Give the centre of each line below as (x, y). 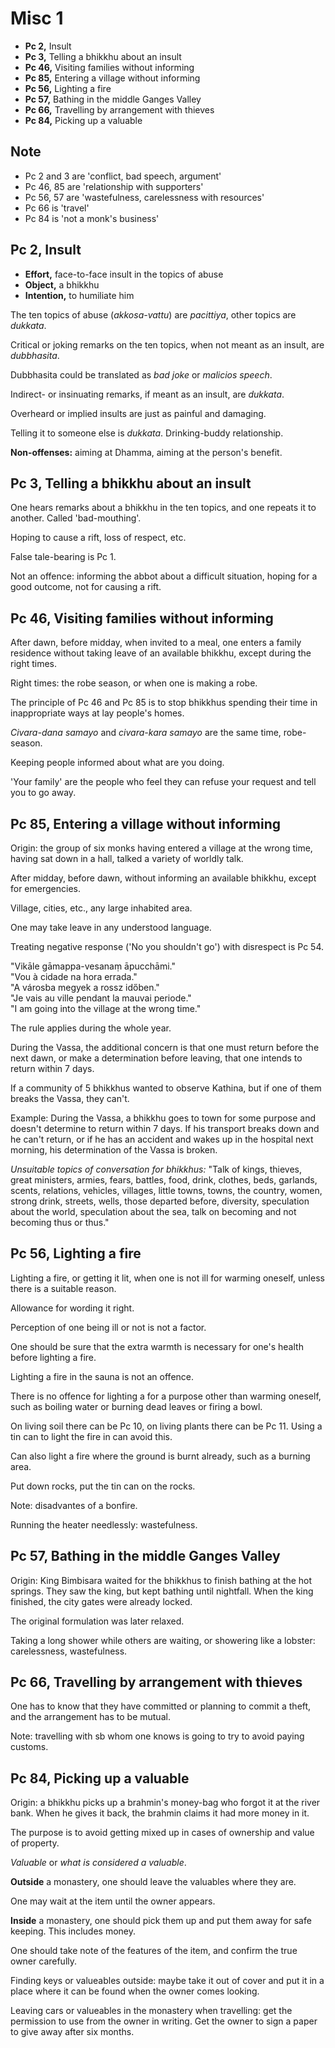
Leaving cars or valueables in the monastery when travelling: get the (151, 2011)
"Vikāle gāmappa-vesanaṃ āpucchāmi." (93, 966)
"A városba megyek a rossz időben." (85, 987)
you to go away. (43, 793)
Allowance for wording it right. (72, 1308)
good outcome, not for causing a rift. (86, 587)
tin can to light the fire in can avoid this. (91, 1436)
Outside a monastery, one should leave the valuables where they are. (153, 1882)
